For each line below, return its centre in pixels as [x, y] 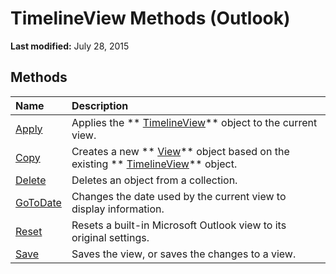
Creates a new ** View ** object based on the [180, 151]
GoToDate [38, 202]
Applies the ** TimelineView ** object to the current [194, 122]
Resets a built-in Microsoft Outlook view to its [179, 225]
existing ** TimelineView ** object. [154, 164]
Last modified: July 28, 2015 [70, 46]
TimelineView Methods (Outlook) [150, 18]
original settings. [110, 237]
